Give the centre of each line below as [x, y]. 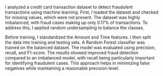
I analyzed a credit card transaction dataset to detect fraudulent [69, 7]
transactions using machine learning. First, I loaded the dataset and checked [82, 12]
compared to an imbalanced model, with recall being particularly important [80, 58]
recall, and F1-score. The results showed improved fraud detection [72, 53]
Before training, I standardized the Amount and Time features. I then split [78, 37]
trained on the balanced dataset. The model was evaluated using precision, [80, 47]
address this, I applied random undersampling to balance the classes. [75, 28]
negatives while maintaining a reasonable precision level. [62, 68]
